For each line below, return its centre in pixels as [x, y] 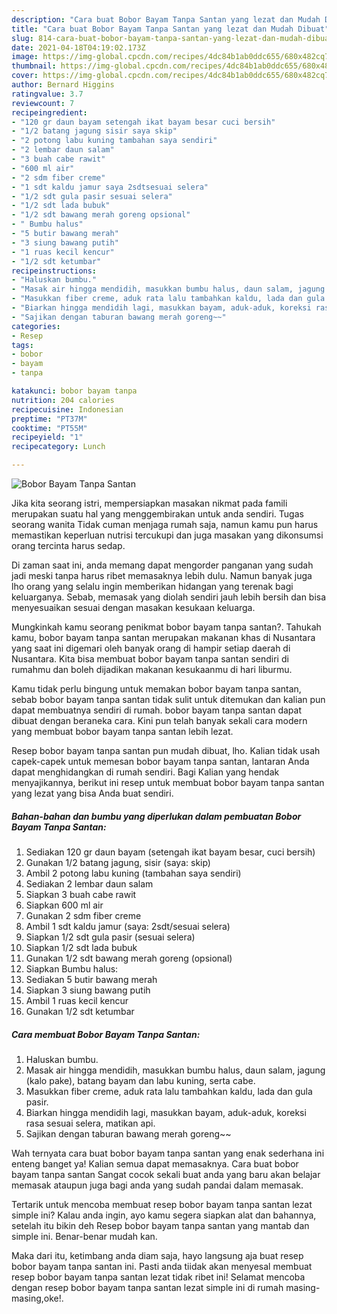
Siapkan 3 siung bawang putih [88, 990]
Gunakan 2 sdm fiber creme [83, 915]
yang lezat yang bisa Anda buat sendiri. [92, 793]
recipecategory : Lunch [58, 447]
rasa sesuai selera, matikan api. [90, 1123]
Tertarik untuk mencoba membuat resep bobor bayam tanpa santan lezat [162, 1204]
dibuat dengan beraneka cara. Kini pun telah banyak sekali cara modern [159, 720]
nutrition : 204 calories [63, 400]
